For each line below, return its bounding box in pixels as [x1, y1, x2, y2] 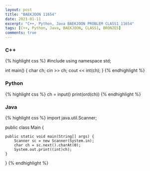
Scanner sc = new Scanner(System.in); [14, 138, 94, 143]
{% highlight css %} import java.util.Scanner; [5, 114, 97, 120]
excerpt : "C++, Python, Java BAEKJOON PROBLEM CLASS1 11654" [5, 21, 135, 26]
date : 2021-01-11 [5, 16, 41, 21]
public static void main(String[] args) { [5, 134, 94, 139]
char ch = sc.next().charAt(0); [14, 142, 81, 148]
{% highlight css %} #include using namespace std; [5, 58, 111, 64]
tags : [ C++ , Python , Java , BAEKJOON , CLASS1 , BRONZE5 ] [5, 26, 121, 31]
